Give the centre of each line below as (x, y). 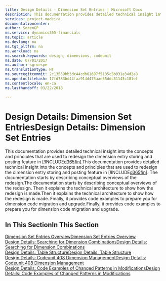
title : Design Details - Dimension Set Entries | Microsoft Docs (74, 10)
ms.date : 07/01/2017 (26, 60)
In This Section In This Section (52, 225)
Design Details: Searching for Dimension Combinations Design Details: (76, 242)
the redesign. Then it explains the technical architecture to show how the (79, 188)
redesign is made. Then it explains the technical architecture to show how (80, 193)
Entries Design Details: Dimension (75, 127)
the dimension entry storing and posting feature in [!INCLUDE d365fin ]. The (82, 172)
